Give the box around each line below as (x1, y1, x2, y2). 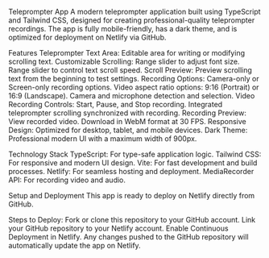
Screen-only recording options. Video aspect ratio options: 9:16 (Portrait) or (8, 82, 259, 92)
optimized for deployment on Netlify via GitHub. (8, 32, 167, 42)
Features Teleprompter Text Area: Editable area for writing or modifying (8, 48, 246, 57)
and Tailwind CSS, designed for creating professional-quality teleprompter (8, 15, 255, 25)
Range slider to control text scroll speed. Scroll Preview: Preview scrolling (8, 65, 252, 75)
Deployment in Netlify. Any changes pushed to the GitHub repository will (8, 232, 249, 241)
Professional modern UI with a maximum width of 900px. (8, 134, 197, 144)
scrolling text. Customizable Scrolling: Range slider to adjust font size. (8, 56, 240, 66)
